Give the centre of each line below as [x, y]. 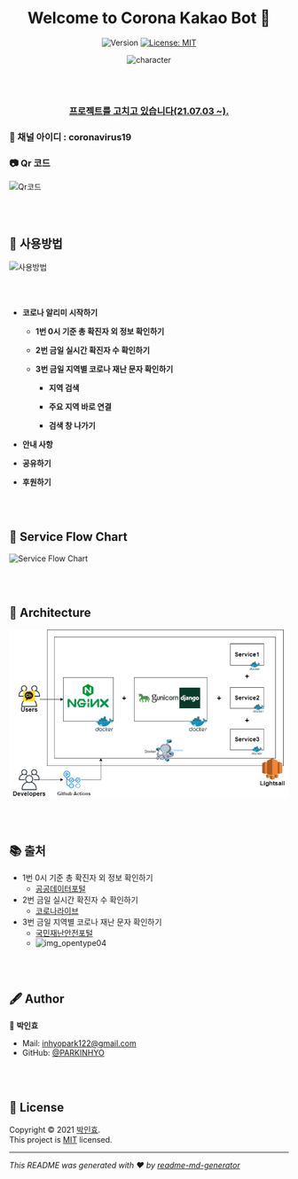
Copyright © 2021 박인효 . [55, 1129]
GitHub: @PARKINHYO [63, 1053]
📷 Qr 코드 [30, 163]
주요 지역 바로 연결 [80, 406]
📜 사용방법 [36, 244]
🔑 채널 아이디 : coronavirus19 [71, 137]
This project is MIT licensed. [61, 1139]
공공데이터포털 [60, 889]
